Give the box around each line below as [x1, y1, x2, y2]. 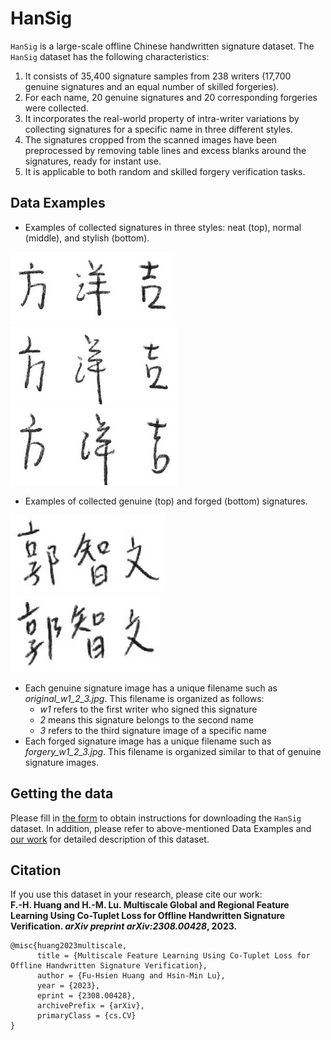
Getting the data [10, 785, 114, 802]
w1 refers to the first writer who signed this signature [39, 703, 258, 715]
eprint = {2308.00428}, [36, 991, 137, 1001]
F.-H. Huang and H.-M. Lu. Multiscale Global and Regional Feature [10, 899, 290, 911]
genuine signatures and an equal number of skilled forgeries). [24, 80, 280, 92]
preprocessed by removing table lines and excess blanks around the [24, 144, 307, 156]
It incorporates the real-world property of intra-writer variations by [24, 112, 300, 124]
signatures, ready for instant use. [24, 155, 162, 167]
